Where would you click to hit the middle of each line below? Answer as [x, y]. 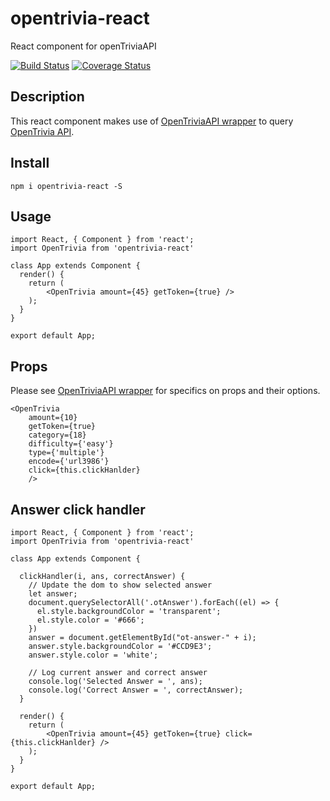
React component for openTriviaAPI [83, 46]
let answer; [53, 594]
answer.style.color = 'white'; [93, 655]
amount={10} [53, 418]
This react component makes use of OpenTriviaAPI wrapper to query [152, 121]
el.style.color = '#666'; [90, 620]
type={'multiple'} [66, 453]
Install [30, 163]
